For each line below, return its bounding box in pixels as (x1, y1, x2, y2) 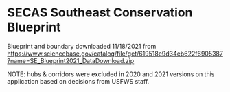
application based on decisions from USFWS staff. (7, 77, 150, 85)
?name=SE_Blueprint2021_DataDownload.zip (7, 56, 135, 65)
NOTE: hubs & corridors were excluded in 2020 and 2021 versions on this (7, 70, 215, 78)
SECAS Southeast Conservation (7, 5, 193, 21)
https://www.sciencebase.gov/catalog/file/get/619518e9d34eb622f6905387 (7, 49, 223, 58)
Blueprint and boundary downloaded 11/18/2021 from (7, 42, 157, 50)
